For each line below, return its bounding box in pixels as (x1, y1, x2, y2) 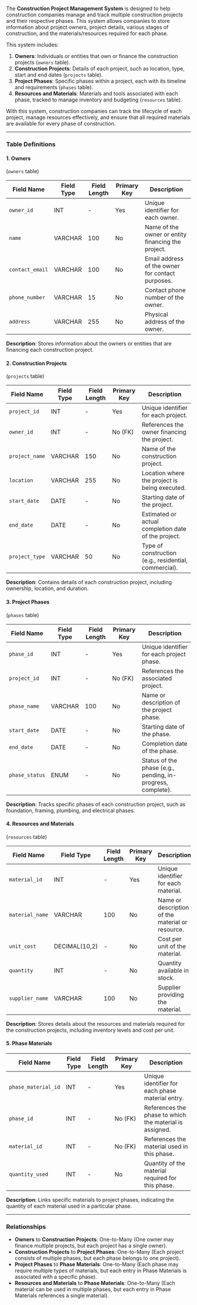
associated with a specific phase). (14, 1273, 97, 1280)
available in (158, 966, 189, 974)
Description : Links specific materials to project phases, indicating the (6, 1196, 174, 1203)
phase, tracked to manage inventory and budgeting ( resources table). (14, 96, 182, 103)
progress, (141, 778, 168, 787)
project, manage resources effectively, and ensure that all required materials (6, 114, 191, 121)
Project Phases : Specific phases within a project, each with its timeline (14, 77, 186, 84)
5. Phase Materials (6, 1040, 53, 1047)
